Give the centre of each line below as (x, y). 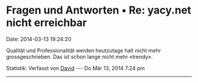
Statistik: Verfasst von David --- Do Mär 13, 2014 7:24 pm (76, 68)
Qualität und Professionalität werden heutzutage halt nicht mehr (84, 50)
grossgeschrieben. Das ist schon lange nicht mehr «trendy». (80, 57)
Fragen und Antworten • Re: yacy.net (99, 10)
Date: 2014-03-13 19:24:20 (39, 39)
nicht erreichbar (47, 23)
